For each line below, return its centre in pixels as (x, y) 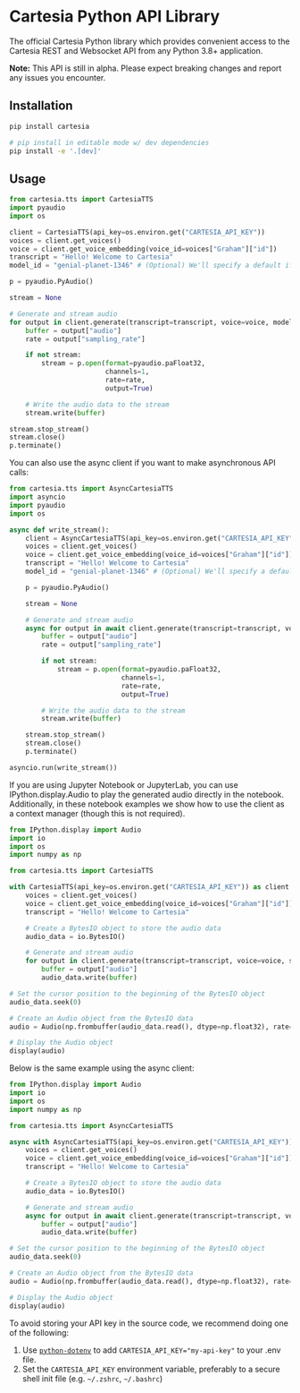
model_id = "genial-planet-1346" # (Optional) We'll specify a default (145, 266)
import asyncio (37, 497)
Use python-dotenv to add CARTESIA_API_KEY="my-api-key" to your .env (151, 1350)
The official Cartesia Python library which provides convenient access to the (150, 41)
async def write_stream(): (59, 530)
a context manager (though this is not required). (97, 813)
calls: (19, 473)
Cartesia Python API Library (115, 17)
